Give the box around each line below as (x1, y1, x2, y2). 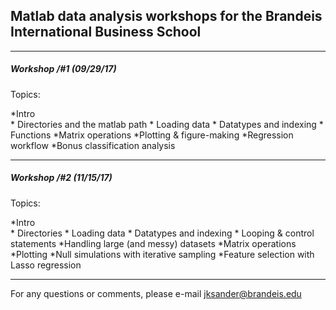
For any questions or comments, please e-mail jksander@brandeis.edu (10, 287, 302, 299)
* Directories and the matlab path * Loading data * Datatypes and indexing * (10, 118, 324, 130)
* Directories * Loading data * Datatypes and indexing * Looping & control (10, 227, 315, 239)
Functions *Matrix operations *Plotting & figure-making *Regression (10, 129, 294, 141)
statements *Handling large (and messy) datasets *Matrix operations (10, 237, 297, 249)
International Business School (10, 24, 202, 41)
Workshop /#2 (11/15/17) (10, 172, 113, 184)
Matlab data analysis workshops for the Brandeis (10, 8, 323, 25)
